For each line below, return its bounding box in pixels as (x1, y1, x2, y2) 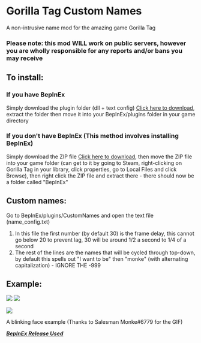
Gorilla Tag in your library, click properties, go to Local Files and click (6, 166, 177, 173)
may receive (6, 54, 43, 62)
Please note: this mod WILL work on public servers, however (6, 39, 187, 47)
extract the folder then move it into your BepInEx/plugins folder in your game (6, 110, 196, 118)
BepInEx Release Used (6, 330, 64, 337)
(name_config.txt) (6, 218, 50, 225)
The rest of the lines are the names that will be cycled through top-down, (14, 249, 196, 256)
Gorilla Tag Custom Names (6, 4, 142, 18)
